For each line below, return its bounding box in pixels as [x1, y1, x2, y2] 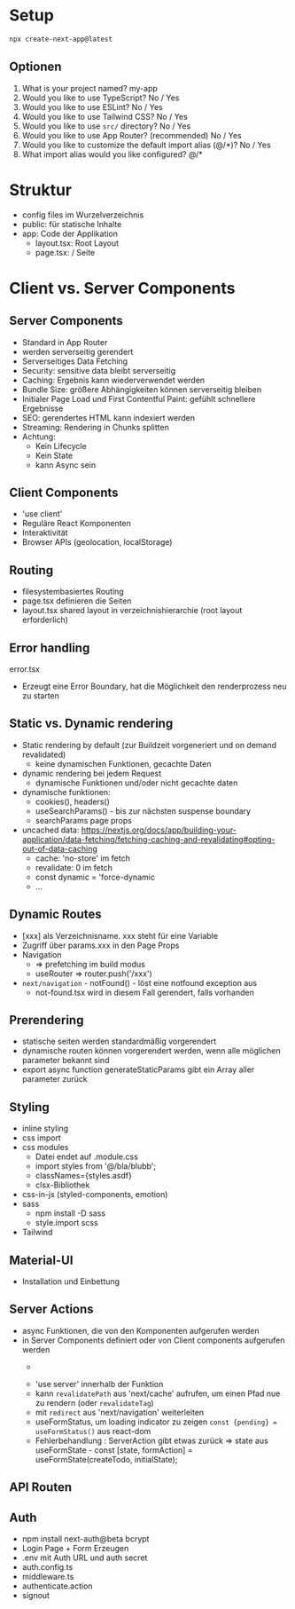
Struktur [9, 179, 73, 200]
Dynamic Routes [9, 907, 102, 922]
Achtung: [21, 431, 56, 442]
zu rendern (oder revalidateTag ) [35, 1397, 154, 1408]
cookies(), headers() [35, 796, 111, 807]
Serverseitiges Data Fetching [21, 356, 128, 367]
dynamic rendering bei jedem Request [21, 768, 162, 778]
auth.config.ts [21, 1562, 74, 1573]
